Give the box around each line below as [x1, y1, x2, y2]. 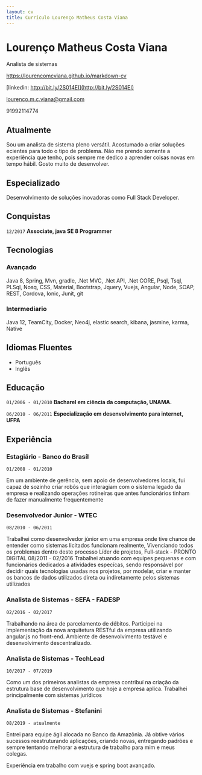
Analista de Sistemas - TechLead [6, 654, 105, 662]
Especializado [6, 178, 60, 188]
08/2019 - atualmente [6, 721, 61, 727]
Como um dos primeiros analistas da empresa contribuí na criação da [6, 679, 179, 686]
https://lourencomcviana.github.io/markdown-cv [6, 72, 127, 79]
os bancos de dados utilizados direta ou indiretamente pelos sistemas [6, 574, 180, 581]
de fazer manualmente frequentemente [6, 496, 104, 503]
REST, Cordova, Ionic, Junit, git [6, 290, 83, 297]
